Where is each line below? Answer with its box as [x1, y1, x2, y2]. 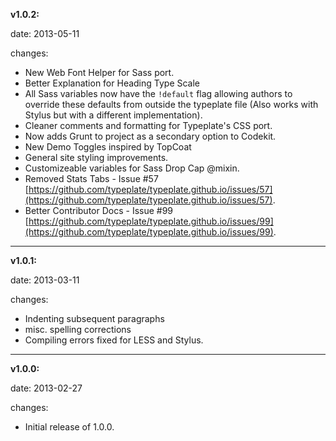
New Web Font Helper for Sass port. [24, 67, 175, 78]
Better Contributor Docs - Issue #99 [24, 205, 174, 216]
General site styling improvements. [24, 152, 169, 163]
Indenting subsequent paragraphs [24, 313, 165, 324]
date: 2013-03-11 [10, 274, 80, 286]
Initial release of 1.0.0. [24, 421, 115, 433]
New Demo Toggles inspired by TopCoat [24, 141, 192, 153]
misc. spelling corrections [24, 324, 132, 335]
